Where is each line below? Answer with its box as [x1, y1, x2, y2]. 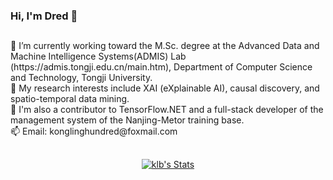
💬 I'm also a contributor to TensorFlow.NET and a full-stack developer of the [10, 104, 324, 116]
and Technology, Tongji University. [10, 72, 153, 84]
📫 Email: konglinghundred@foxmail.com [10, 125, 178, 138]
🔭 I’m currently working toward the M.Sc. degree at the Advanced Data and [10, 40, 320, 52]
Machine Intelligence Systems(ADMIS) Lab [10, 50, 187, 63]
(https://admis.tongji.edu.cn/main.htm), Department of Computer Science [10, 61, 313, 73]
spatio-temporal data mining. [10, 93, 130, 105]
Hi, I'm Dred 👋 [10, 9, 78, 23]
